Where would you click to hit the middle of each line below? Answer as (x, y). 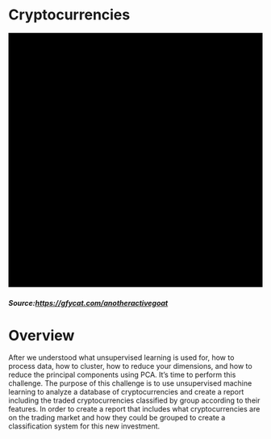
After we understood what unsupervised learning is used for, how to (121, 357)
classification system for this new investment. (84, 426)
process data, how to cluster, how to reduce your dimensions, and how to (130, 366)
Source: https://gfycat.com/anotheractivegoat (88, 303)
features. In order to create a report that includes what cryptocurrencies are (134, 409)
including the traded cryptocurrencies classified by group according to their (134, 400)
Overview (42, 335)
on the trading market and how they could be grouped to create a (117, 418)
